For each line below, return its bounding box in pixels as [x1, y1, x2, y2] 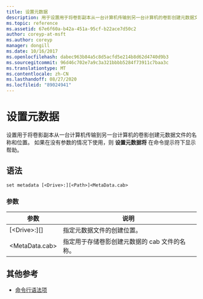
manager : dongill [6, 43, 50, 49]
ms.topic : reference [6, 20, 59, 26]
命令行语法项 [14, 286, 47, 294]
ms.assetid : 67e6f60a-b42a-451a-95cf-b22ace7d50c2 [6, 25, 137, 32]
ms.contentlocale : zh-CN [6, 71, 69, 77]
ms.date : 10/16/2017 [6, 48, 59, 54]
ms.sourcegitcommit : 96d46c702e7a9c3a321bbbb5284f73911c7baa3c [6, 59, 169, 65]
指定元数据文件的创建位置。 [63, 226, 142, 235]
